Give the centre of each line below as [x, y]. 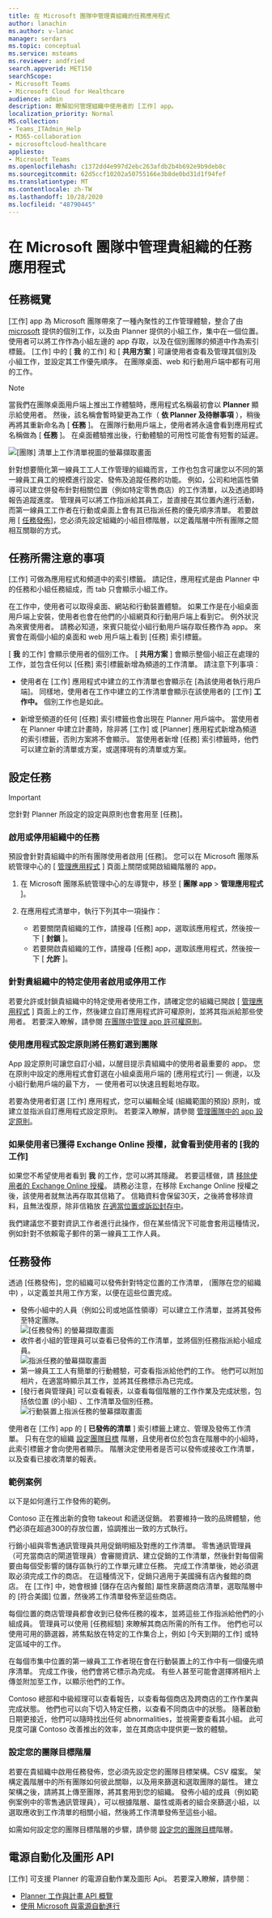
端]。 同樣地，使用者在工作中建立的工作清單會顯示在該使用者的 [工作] [136, 692]
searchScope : [30, 76]
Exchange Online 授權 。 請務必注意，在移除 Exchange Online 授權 [141, 1186]
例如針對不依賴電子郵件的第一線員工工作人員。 [86, 1234]
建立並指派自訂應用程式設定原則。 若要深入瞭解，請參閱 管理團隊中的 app [131, 1111]
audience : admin [36, 99]
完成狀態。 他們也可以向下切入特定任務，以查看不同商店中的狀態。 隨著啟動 [134, 1709]
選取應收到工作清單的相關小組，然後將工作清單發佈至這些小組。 [115, 1812]
